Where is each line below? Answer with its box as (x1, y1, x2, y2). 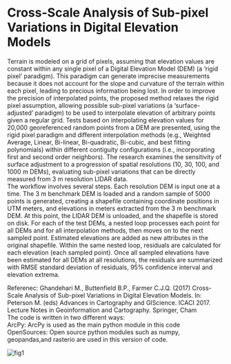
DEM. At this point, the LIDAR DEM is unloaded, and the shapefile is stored (7, 211, 219, 219)
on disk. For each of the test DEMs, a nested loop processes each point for (7, 219, 220, 227)
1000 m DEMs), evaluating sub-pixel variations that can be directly (7, 167, 196, 176)
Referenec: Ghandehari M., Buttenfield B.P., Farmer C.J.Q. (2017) (7, 284, 191, 292)
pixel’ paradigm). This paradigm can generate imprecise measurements (7, 71, 210, 80)
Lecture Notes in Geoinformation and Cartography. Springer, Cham (7, 306, 197, 314)
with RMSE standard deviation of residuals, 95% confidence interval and (7, 263, 213, 271)
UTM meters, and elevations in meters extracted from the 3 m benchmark (7, 204, 217, 212)
